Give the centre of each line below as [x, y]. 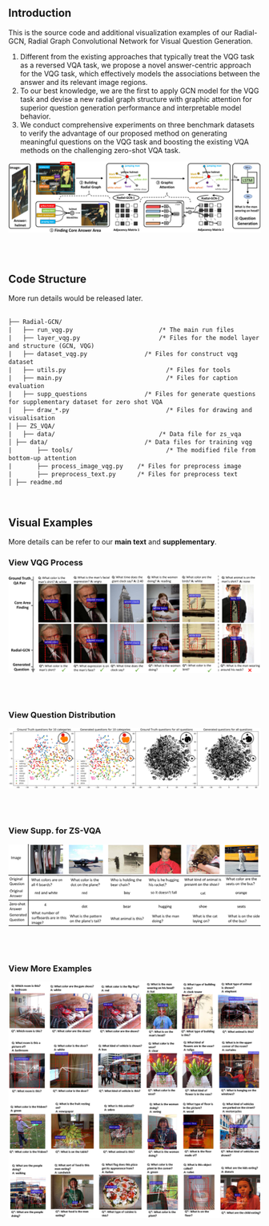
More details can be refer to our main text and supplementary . [113, 542]
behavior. [35, 116]
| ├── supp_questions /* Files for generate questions [132, 395]
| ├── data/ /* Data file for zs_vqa [125, 435]
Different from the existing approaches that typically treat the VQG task [137, 56]
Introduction [40, 13]
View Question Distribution [62, 714]
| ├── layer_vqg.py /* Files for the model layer [134, 338]
